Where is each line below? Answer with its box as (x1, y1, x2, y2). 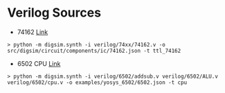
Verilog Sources (7, 5, 102, 21)
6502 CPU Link (17, 59, 61, 67)
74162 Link (17, 28, 48, 36)
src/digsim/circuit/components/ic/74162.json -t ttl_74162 (7, 47, 181, 54)
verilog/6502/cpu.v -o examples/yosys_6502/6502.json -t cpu (7, 78, 188, 86)
